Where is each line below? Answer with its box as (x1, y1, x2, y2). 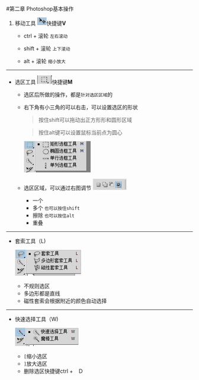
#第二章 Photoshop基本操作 (6, 5, 74, 12)
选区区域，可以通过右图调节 (23, 184, 92, 191)
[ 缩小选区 (23, 353, 47, 360)
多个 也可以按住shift (32, 205, 80, 211)
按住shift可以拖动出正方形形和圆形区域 (38, 117, 132, 123)
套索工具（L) (14, 237, 46, 244)
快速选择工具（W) (14, 316, 59, 322)
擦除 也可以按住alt (32, 212, 75, 219)
